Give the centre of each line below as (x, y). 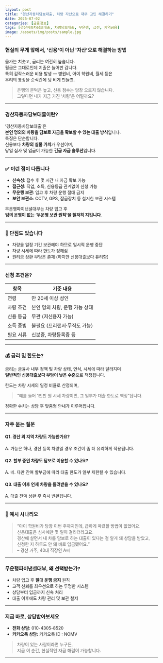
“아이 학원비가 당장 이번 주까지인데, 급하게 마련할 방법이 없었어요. (79, 526)
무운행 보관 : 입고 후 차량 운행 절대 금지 (48, 192)
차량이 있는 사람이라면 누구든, (45, 645)
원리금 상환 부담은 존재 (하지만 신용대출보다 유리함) (60, 257)
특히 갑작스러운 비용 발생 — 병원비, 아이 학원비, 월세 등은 (59, 74)
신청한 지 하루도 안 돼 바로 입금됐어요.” (53, 544)
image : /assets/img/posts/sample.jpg (43, 32)
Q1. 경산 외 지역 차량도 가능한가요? (38, 437)
